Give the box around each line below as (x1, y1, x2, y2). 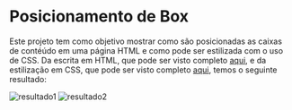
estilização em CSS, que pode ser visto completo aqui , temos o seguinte (9, 64, 278, 75)
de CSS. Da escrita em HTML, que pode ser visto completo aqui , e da (9, 55, 267, 65)
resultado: (9, 73, 47, 84)
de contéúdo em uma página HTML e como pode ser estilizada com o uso (9, 45, 284, 55)
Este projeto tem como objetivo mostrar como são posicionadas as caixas (9, 36, 283, 47)
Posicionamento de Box (9, 6, 190, 27)
